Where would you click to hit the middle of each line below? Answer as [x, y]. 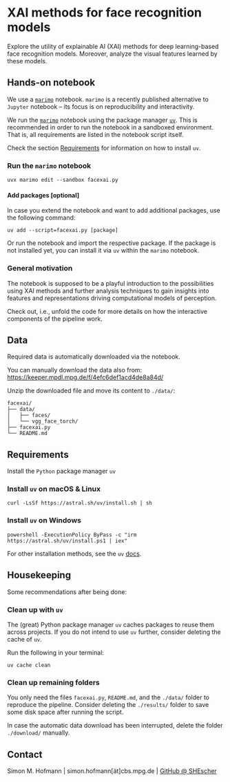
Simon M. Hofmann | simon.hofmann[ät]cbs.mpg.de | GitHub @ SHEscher [112, 771]
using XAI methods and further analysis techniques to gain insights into [108, 290]
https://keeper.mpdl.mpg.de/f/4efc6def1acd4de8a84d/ [85, 377]
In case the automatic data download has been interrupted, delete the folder [115, 726]
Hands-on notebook [51, 83]
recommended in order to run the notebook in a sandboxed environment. [111, 127]
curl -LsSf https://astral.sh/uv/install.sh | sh [80, 503]
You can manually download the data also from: [75, 370]
